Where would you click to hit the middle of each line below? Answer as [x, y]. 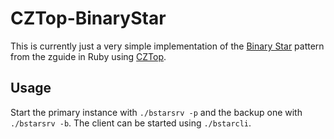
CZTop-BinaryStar [88, 18]
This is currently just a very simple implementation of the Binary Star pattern [167, 46]
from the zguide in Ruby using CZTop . [88, 56]
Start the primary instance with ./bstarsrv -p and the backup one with [156, 112]
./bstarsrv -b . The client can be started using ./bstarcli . [131, 123]
